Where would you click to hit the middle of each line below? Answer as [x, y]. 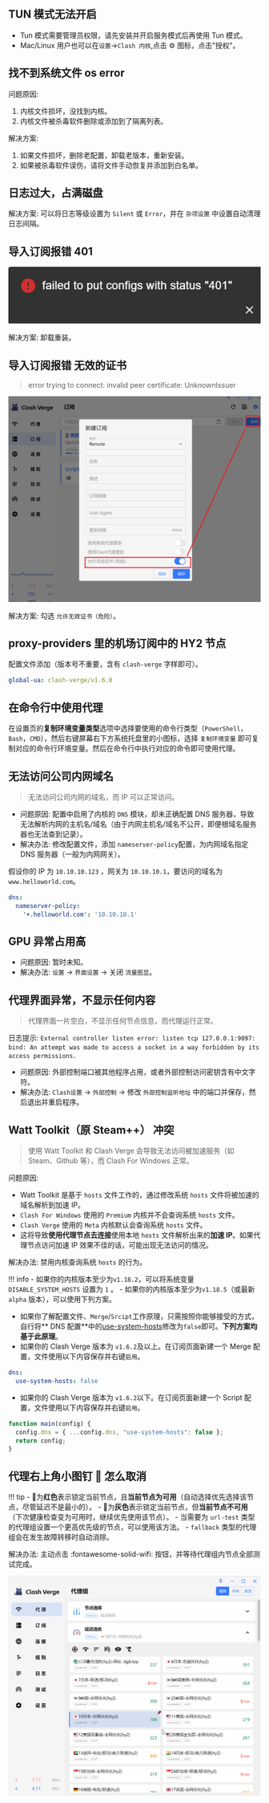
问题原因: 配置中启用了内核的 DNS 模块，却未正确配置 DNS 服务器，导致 [137, 814]
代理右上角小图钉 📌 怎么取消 [77, 1476]
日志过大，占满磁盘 [56, 193]
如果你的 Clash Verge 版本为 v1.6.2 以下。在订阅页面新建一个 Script [131, 1397]
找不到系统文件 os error [67, 73]
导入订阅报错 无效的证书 [67, 365]
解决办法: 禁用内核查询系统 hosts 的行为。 [77, 1262]
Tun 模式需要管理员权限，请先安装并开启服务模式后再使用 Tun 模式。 [133, 35]
